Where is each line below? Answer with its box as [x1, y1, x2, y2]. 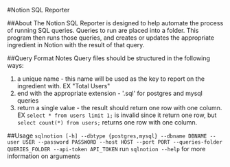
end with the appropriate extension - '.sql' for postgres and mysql [16, 89, 203, 97]
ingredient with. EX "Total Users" [16, 82, 111, 90]
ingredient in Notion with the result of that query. [7, 41, 145, 49]
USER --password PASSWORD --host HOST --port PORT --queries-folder [22, 139, 223, 146]
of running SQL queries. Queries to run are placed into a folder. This [7, 27, 199, 34]
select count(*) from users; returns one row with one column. [16, 118, 198, 126]
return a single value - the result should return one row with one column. [16, 104, 222, 112]
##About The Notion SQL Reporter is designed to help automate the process [7, 19, 224, 27]
